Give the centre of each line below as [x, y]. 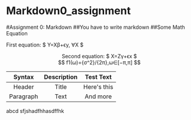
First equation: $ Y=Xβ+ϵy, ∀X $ [45, 45]
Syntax [24, 76]
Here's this [98, 86]
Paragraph [24, 96]
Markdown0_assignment [69, 11]
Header [24, 86]
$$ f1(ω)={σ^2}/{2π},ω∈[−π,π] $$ [99, 62]
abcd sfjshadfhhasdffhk [35, 111]
